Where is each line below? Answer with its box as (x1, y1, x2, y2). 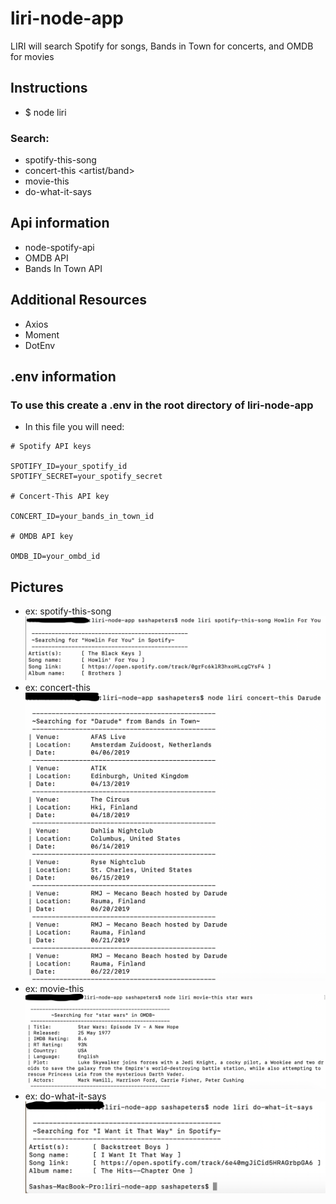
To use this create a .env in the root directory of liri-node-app (10, 398, 314, 412)
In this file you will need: (24, 421, 125, 433)
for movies (10, 50, 55, 62)
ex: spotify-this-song (24, 605, 112, 617)
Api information (10, 215, 110, 232)
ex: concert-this (24, 682, 91, 694)
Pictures (10, 578, 64, 596)
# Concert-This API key (10, 492, 110, 502)
